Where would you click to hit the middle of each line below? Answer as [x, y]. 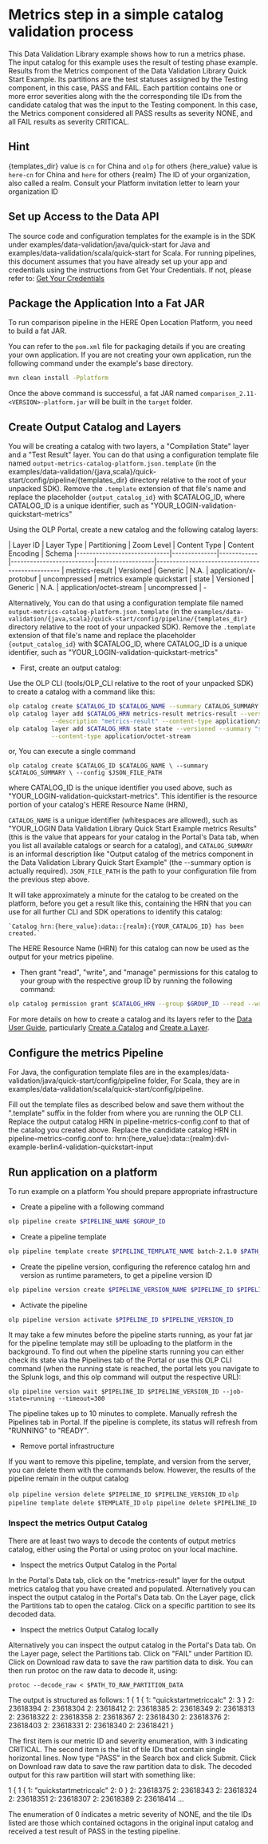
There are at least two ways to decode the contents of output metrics [122, 1541]
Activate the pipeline [53, 1305]
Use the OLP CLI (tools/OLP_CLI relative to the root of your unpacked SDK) [131, 684]
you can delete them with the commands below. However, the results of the [132, 1470]
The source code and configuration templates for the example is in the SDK [132, 236]
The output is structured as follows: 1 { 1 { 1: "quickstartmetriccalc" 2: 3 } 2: [131, 1699]
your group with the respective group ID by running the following [126, 981]
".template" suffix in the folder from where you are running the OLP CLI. [126, 1113]
